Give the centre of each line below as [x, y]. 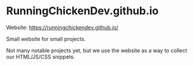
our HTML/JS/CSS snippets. [41, 56]
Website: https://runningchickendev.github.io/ [62, 27]
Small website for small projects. [46, 39]
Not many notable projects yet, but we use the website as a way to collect [97, 50]
